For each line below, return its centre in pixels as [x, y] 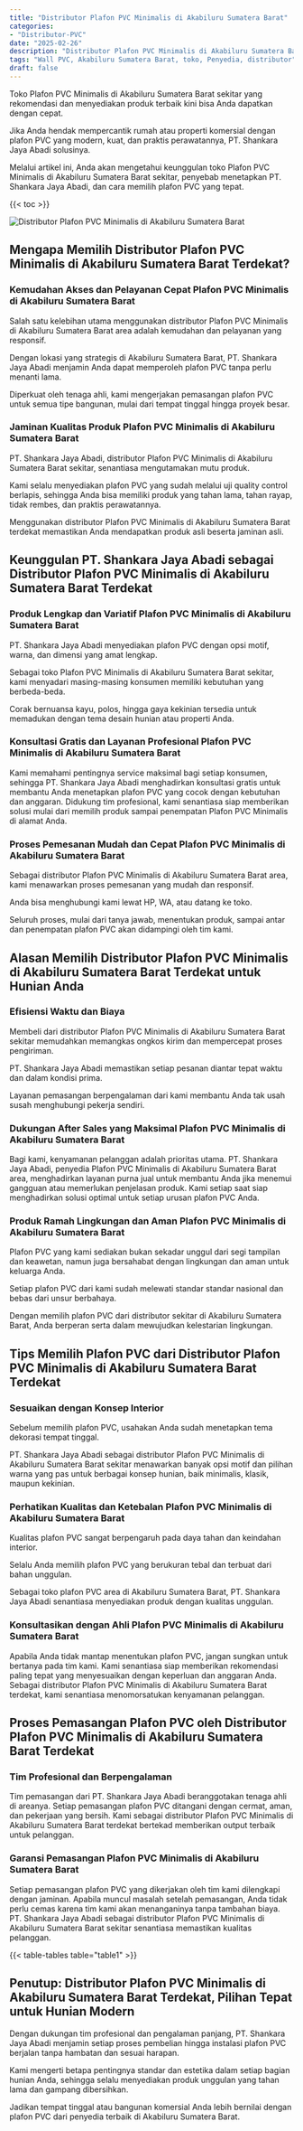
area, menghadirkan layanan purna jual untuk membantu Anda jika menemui [151, 1178]
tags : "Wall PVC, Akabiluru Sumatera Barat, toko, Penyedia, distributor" [153, 60]
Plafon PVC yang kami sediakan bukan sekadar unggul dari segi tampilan [145, 1252]
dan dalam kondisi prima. [56, 1077]
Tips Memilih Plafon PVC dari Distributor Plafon [145, 1353]
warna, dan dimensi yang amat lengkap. [83, 654]
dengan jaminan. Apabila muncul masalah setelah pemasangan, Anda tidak [148, 1899]
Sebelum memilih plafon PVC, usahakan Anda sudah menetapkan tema [141, 1428]
